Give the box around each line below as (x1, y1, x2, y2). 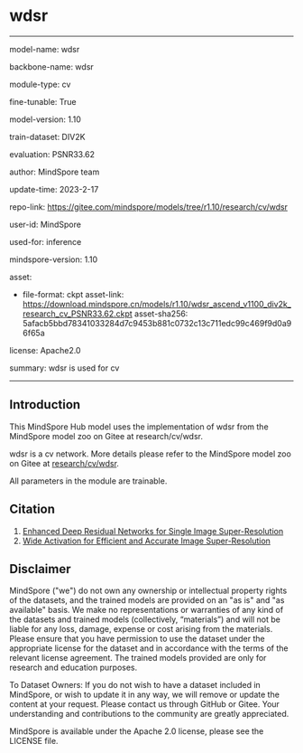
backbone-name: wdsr (9, 61, 95, 72)
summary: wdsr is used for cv (9, 362, 120, 373)
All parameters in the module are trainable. (9, 475, 168, 486)
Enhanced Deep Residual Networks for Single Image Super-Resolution (22, 525, 284, 536)
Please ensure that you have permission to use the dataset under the (9, 634, 265, 645)
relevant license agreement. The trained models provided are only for (9, 653, 267, 664)
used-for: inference (9, 236, 82, 247)
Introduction (9, 397, 81, 412)
